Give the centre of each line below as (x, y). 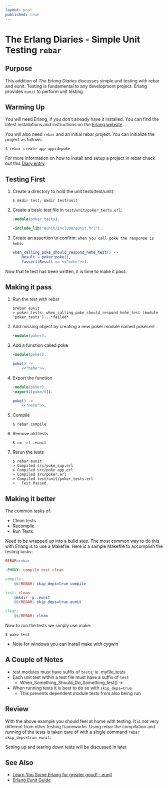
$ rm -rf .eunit (29, 443)
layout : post (19, 10)
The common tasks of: (28, 511)
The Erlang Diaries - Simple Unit (73, 39)
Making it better (30, 499)
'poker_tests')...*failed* (40, 317)
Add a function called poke (40, 345)
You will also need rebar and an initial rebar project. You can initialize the (80, 134)
